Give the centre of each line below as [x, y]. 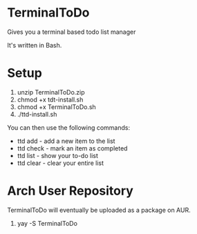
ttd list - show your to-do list [58, 155]
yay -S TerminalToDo [47, 223]
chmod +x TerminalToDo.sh [57, 107]
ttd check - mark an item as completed [72, 148]
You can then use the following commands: [68, 127]
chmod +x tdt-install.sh [50, 99]
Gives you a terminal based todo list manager [72, 32]
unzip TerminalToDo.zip [51, 92]
